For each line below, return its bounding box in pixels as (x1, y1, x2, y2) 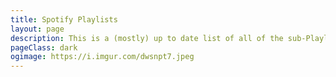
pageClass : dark (10, 42, 78, 53)
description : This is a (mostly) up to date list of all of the (10, 33, 284, 43)
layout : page (10, 24, 65, 34)
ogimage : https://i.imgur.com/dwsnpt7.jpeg (10, 52, 195, 62)
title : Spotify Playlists (10, 14, 118, 25)
